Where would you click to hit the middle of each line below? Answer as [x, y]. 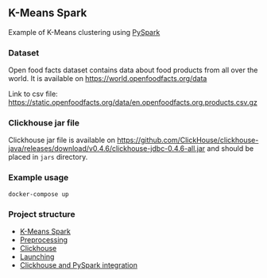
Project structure [42, 214]
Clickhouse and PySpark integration [78, 265]
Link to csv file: [33, 94]
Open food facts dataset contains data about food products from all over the [133, 70]
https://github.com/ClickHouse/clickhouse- [188, 140]
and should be [230, 149]
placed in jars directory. [48, 157]
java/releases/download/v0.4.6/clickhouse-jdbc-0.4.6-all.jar [107, 149]
